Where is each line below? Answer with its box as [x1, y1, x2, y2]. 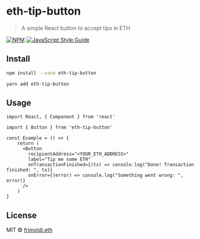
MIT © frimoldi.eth [6, 226, 53, 234]
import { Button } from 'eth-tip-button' [6, 125, 113, 131]
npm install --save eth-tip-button [6, 70, 97, 76]
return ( [17, 140, 40, 147]
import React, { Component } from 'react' [6, 114, 116, 120]
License [6, 210, 37, 220]
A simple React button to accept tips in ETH [21, 24, 131, 32]
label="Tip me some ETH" [28, 156, 91, 162]
